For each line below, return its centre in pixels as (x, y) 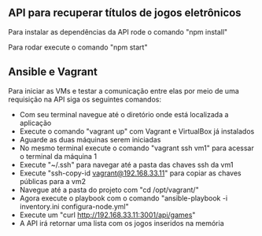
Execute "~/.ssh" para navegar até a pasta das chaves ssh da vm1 (126, 164)
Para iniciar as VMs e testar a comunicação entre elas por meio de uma (124, 90)
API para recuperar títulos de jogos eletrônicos (125, 13)
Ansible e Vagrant (53, 72)
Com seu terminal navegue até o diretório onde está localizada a (124, 114)
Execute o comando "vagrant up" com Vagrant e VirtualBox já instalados (137, 131)
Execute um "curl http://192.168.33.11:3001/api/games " (107, 215)
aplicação (35, 123)
